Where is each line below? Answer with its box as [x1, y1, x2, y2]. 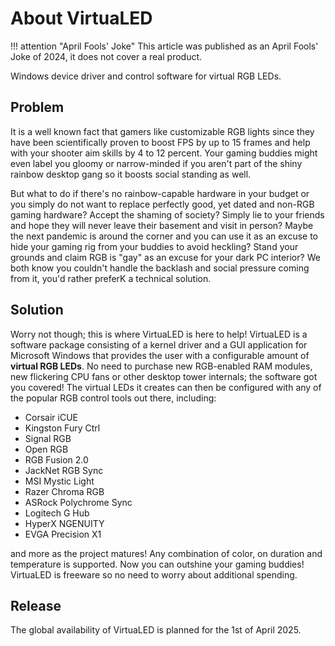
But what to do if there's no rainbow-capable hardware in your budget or [10, 187, 310, 199]
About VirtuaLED [10, 7, 153, 30]
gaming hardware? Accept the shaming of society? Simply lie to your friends [10, 208, 325, 221]
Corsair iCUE [24, 411, 78, 423]
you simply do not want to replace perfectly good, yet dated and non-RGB [10, 198, 315, 210]
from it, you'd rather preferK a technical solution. [10, 272, 212, 284]
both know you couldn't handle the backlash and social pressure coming [10, 262, 310, 274]
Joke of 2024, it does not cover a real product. [10, 50, 203, 62]
